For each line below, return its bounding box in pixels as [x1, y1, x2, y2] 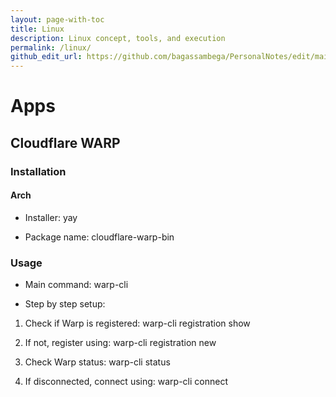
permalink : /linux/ [10, 42, 92, 53]
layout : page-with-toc [10, 14, 105, 25]
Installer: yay [24, 211, 78, 223]
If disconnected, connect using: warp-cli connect [24, 376, 228, 388]
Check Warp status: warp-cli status [24, 356, 171, 368]
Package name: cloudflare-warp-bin [24, 231, 175, 243]
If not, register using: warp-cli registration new [24, 337, 217, 349]
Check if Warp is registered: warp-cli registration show [24, 317, 251, 330]
